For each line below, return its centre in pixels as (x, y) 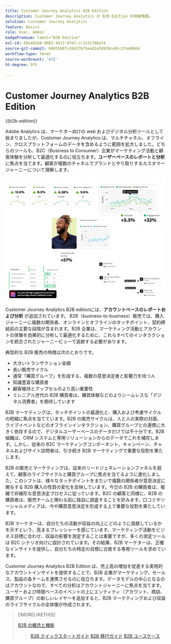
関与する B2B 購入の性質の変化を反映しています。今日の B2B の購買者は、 (83, 487)
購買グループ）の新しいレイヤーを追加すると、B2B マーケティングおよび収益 (85, 598)
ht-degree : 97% (21, 65)
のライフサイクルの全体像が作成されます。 (50, 604)
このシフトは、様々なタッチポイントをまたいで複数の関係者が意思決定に (90, 481)
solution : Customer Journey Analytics (46, 21)
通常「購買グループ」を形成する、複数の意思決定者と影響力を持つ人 (84, 376)
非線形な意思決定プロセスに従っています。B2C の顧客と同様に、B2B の (88, 493)
